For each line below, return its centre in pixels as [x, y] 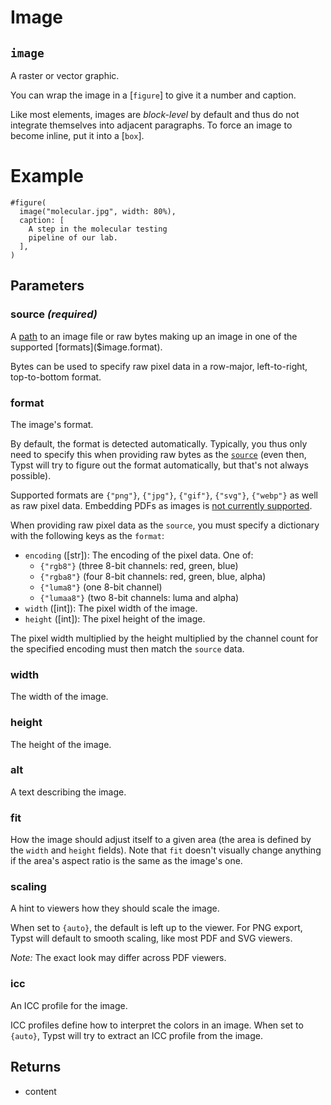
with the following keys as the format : [87, 535]
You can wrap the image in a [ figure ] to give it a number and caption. [153, 95]
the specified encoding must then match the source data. [127, 648]
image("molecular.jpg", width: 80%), [98, 211]
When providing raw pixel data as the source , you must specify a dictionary [165, 525]
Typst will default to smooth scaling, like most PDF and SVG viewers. [151, 938]
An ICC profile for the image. [69, 1005]
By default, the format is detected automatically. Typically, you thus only [159, 443]
